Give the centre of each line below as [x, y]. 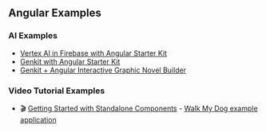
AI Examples [33, 36]
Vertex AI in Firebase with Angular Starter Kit [93, 53]
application [38, 119]
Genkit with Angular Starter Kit [70, 61]
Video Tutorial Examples [57, 91]
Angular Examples [55, 13]
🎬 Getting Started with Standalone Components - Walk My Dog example [139, 108]
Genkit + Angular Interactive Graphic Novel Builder [103, 70]
